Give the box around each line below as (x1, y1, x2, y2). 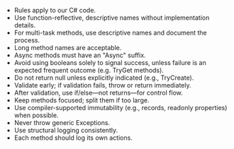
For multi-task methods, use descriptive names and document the (13, 28, 207, 37)
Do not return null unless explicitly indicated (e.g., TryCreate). (13, 73, 194, 82)
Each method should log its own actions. (13, 133, 133, 142)
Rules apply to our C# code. (13, 6, 96, 14)
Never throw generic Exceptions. (13, 119, 111, 126)
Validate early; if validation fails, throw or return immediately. (13, 81, 191, 89)
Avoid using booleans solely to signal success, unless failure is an (13, 59, 207, 66)
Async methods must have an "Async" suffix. (13, 51, 147, 59)
